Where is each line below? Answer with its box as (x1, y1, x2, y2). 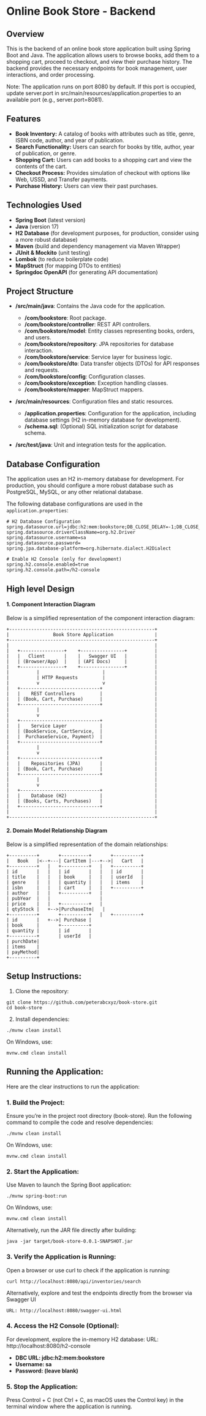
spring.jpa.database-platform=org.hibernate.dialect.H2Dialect (6, 545, 172, 552)
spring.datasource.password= (6, 540, 81, 547)
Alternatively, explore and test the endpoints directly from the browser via (6, 1289, 193, 1296)
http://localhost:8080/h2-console (6, 1342, 91, 1349)
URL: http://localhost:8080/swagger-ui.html (6, 1307, 122, 1314)
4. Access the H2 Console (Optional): (6, 1322, 120, 1330)
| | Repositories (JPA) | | (6, 760, 158, 766)
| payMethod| (6, 949, 40, 955)
